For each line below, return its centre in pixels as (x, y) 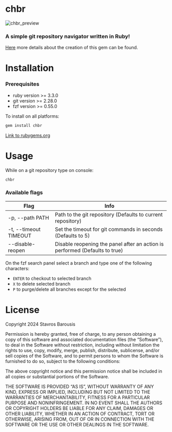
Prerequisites (22, 84)
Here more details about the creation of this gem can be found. (72, 48)
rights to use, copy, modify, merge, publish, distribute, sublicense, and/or (82, 350)
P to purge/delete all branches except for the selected (69, 289)
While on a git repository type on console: (49, 170)
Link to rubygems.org (28, 135)
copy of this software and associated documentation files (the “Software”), (84, 339)
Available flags (24, 192)
